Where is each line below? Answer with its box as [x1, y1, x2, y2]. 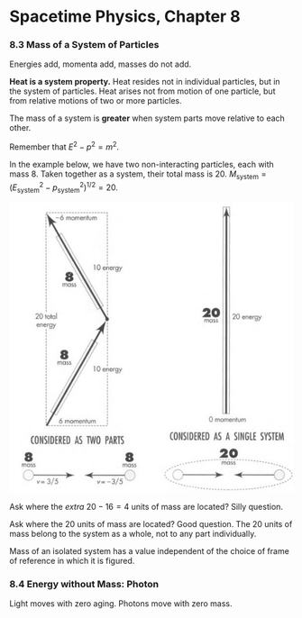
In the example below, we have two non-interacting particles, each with [9, 159, 275, 170]
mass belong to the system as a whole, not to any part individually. [9, 528, 257, 539]
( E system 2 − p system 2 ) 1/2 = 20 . [9, 180, 119, 195]
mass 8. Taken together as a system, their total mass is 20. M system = [9, 168, 268, 181]
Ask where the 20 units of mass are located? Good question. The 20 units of [9, 518, 293, 529]
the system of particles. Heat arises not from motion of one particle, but [9, 86, 276, 96]
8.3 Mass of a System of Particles [9, 39, 160, 51]
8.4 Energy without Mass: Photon [9, 577, 160, 590]
